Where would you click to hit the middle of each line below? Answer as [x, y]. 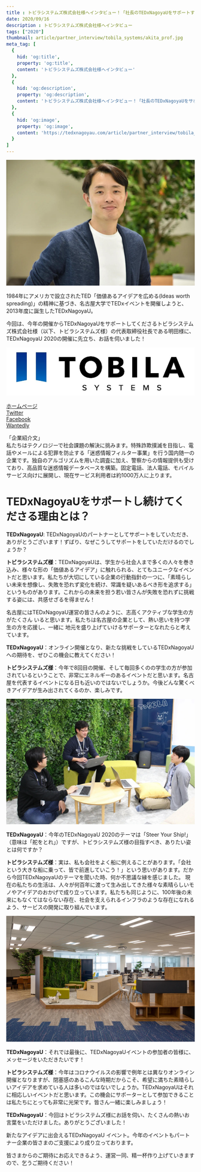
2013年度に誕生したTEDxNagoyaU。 [51, 311]
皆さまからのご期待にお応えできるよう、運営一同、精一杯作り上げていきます [100, 1155]
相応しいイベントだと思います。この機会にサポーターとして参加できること [103, 1095]
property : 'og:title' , [45, 63]
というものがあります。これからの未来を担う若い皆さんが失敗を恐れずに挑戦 [100, 592]
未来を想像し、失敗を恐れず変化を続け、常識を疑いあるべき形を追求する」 [103, 585]
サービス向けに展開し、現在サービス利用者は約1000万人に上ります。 [91, 475]
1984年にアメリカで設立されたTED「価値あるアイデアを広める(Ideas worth [98, 296]
